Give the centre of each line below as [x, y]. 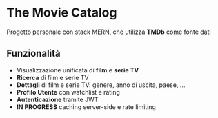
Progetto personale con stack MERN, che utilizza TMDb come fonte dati [109, 32]
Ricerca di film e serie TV [52, 77]
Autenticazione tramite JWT [57, 99]
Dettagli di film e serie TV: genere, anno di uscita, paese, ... [101, 85]
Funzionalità [33, 53]
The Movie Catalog [62, 13]
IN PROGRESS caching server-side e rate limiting [86, 107]
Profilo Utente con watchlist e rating [68, 92]
